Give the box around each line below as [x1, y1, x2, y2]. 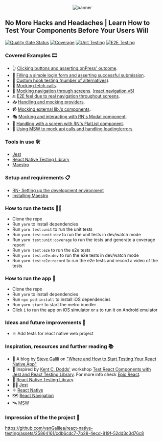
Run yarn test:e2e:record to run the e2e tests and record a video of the [12, 258, 158, 263]
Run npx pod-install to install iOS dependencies [12, 296, 111, 302]
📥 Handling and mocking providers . [12, 99, 85, 105]
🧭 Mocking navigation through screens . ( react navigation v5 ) [12, 88, 135, 94]
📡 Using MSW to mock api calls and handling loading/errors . [12, 126, 134, 132]
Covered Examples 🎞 [5, 52, 57, 59]
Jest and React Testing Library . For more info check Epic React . [12, 371, 140, 377]
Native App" [12, 361, 37, 367]
